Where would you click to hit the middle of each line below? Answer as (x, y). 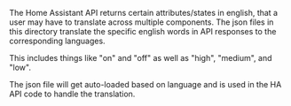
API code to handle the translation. (72, 94)
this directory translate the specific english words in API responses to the (143, 31)
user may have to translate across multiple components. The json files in (142, 22)
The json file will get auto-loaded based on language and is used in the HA (145, 84)
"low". (20, 67)
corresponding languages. (57, 41)
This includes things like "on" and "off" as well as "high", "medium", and (141, 58)
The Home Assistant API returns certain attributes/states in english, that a (143, 13)
